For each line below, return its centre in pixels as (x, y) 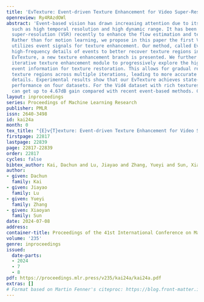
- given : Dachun (27, 176)
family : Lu (25, 193)
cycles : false (24, 159)
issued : (16, 250)
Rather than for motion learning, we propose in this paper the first (103, 40)
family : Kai (27, 182)
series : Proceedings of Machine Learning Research (72, 102)
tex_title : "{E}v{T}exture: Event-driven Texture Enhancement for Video (100, 131)
